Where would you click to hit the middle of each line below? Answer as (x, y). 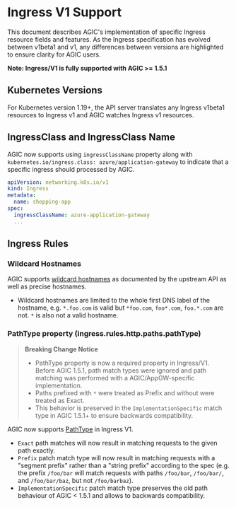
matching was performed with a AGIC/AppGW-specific (115, 378)
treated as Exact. (60, 400)
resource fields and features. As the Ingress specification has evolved (109, 39)
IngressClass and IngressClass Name (91, 138)
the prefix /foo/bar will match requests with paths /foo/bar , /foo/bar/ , (120, 473)
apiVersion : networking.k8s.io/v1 (58, 182)
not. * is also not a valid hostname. (68, 315)
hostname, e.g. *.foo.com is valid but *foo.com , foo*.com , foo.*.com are (120, 308)
